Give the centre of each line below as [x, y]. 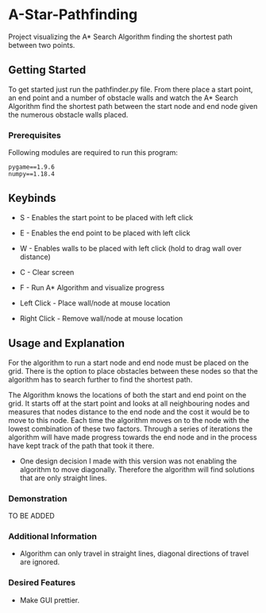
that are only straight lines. [63, 478]
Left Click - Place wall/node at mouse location [95, 303]
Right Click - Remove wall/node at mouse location [101, 318]
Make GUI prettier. [50, 600]
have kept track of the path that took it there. [81, 445]
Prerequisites [35, 135]
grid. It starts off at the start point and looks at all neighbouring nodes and [129, 403]
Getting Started [47, 70]
